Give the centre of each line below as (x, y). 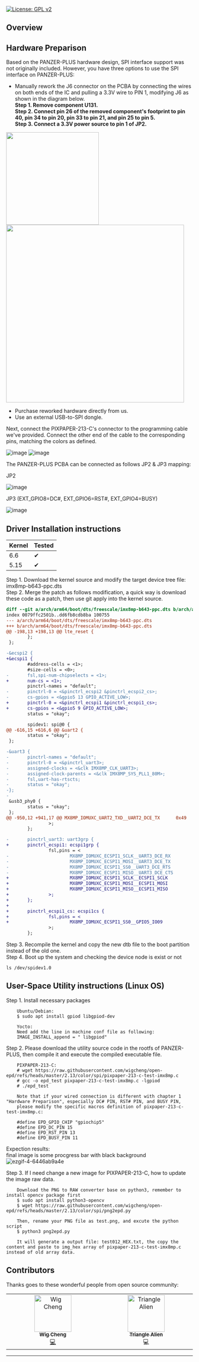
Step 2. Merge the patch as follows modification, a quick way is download (96, 592)
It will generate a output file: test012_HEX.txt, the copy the (98, 1242)
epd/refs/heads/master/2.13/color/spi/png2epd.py (69, 1211)
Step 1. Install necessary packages (48, 1000)
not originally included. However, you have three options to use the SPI (92, 69)
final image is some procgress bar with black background (76, 1155)
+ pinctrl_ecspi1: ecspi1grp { (53, 845)
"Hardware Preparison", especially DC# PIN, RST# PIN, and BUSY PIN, (94, 1101)
